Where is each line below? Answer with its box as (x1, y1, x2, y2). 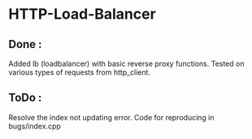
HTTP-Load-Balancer (8, 5, 156, 24)
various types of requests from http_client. (8, 67, 151, 77)
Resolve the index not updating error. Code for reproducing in (8, 112, 215, 122)
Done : (8, 37, 42, 51)
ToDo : (8, 91, 42, 105)
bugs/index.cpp (8, 121, 61, 131)
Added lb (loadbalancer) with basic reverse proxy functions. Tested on (8, 59, 245, 68)
